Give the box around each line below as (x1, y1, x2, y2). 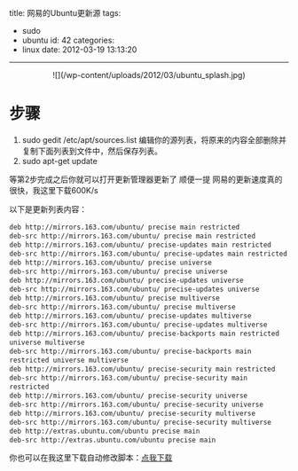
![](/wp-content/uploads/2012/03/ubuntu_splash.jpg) (52, 70, 246, 80)
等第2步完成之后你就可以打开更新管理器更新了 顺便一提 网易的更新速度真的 (9, 174, 283, 184)
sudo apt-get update (21, 155, 98, 166)
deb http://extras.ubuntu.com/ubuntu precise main (9, 427, 200, 436)
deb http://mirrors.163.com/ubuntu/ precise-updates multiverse (9, 311, 252, 320)
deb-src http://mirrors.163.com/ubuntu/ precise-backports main (9, 347, 252, 356)
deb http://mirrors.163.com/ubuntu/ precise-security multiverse (9, 409, 255, 418)
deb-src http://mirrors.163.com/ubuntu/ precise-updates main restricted (9, 249, 288, 258)
